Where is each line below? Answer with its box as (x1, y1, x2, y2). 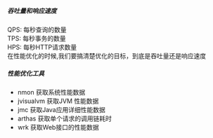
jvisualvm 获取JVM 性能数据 (17, 97, 99, 105)
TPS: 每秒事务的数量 (7, 34, 66, 42)
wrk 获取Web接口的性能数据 (17, 123, 100, 131)
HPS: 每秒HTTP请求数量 (7, 43, 77, 51)
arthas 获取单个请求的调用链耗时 (17, 114, 112, 123)
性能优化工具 (7, 69, 44, 77)
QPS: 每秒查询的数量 (7, 25, 67, 34)
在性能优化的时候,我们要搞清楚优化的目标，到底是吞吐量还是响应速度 (7, 51, 207, 60)
